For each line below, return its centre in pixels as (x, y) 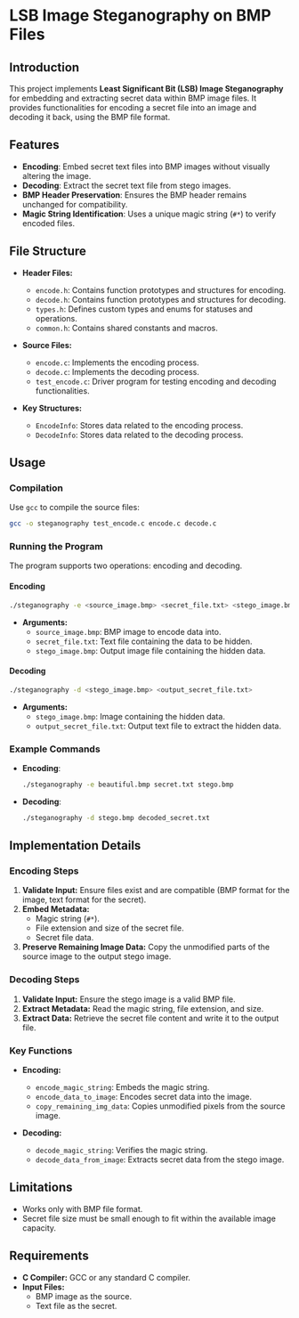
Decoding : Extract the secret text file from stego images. (126, 185)
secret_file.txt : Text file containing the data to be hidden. (144, 641)
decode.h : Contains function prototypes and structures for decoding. (161, 299)
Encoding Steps (44, 871)
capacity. (39, 1228)
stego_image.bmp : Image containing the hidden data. (130, 716)
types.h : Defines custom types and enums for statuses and (144, 309)
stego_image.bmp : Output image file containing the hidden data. (150, 650)
